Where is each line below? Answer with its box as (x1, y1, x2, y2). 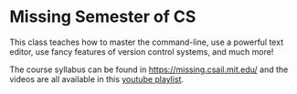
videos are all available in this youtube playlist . (9, 73, 185, 84)
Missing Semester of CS (9, 6, 196, 27)
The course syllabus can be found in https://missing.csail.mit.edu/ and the (9, 64, 289, 75)
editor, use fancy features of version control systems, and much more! (9, 46, 274, 57)
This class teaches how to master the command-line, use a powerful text (9, 37, 284, 47)
